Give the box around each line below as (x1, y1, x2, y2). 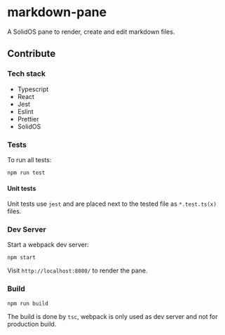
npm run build (7, 300, 49, 307)
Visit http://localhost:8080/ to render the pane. (7, 266, 148, 275)
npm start (7, 254, 36, 261)
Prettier (17, 114, 39, 123)
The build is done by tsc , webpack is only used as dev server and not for (7, 312, 219, 320)
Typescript (17, 85, 49, 93)
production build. (7, 320, 57, 328)
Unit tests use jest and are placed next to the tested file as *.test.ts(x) (7, 199, 217, 208)
